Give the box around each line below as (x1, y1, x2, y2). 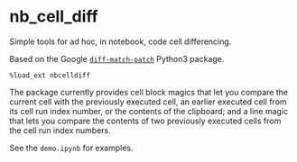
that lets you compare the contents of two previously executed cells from (9, 115, 282, 126)
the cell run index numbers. (9, 124, 111, 136)
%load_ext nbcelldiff (9, 70, 91, 80)
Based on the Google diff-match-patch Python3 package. (9, 53, 225, 64)
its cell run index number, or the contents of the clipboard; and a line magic (9, 105, 289, 116)
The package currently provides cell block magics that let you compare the (9, 86, 289, 97)
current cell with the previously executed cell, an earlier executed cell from (9, 96, 287, 107)
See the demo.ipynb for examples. (9, 142, 134, 153)
